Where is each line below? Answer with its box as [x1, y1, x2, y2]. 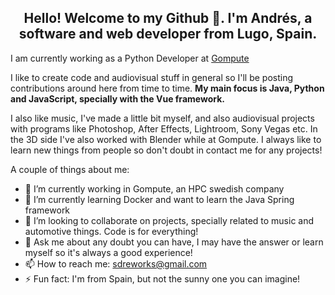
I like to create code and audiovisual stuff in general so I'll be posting [10, 71, 294, 83]
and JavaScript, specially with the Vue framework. [10, 92, 225, 105]
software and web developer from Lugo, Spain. [18, 26, 318, 43]
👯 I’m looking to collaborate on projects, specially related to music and [24, 214, 315, 226]
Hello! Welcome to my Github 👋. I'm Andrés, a [23, 10, 313, 27]
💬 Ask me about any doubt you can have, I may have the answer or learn [24, 236, 324, 248]
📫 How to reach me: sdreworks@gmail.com [24, 257, 208, 270]
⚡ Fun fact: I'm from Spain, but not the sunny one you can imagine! [24, 272, 301, 285]
